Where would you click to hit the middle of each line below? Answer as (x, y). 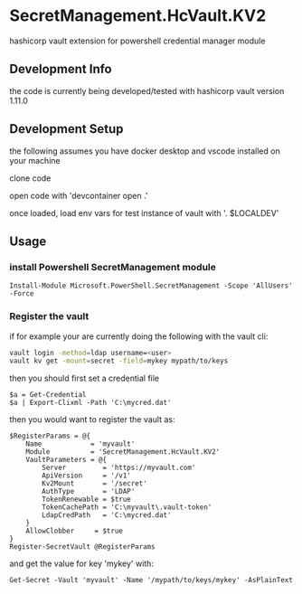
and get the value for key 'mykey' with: (81, 564)
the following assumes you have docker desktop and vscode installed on (145, 151)
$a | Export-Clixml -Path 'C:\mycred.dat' (90, 403)
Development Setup (66, 129)
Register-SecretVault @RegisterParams (82, 547)
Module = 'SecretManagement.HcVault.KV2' (123, 452)
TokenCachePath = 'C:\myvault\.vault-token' (127, 507)
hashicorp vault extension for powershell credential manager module (137, 41)
